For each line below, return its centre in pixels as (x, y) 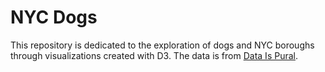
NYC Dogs (54, 17)
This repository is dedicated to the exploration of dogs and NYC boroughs (162, 45)
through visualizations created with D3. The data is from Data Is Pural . (154, 55)
